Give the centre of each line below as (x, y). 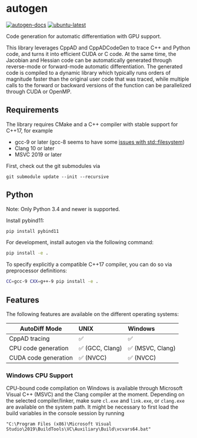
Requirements (32, 110)
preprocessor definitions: (37, 271)
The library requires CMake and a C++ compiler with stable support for (92, 124)
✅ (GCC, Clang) (100, 348)
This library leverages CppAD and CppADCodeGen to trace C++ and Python (98, 47)
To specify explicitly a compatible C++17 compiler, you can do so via (89, 265)
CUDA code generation (41, 358)
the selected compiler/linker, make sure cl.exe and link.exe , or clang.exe (96, 401)
